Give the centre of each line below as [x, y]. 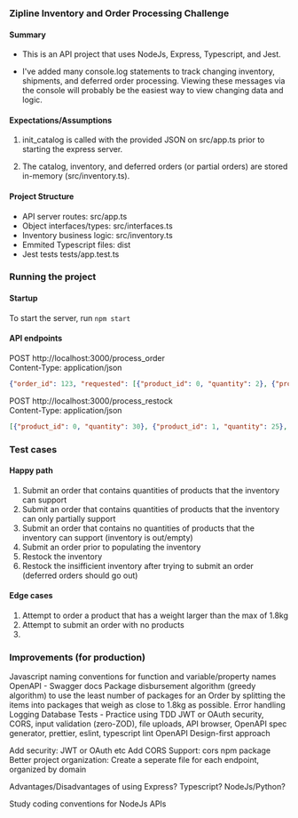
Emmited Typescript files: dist [76, 245]
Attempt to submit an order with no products [103, 624]
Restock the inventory [62, 556]
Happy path [31, 470]
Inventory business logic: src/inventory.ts [97, 235]
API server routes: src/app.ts [74, 216]
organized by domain [48, 770]
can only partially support [69, 518]
